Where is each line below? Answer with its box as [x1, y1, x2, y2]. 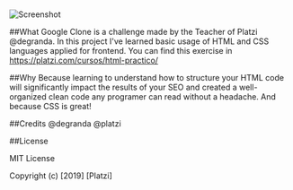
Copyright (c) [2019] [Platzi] [9, 170, 112, 181]
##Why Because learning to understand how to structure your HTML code [9, 73, 285, 83]
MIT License [9, 153, 56, 164]
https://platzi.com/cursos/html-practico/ [9, 55, 159, 66]
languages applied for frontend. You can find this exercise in [9, 46, 233, 56]
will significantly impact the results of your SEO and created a [9, 82, 238, 93]
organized [9, 91, 47, 102]
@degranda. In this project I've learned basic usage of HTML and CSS [9, 36, 270, 47]
